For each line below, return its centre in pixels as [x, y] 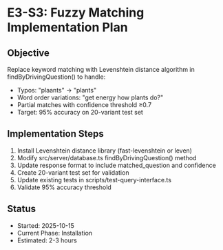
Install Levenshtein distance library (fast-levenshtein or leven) [105, 151]
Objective [29, 53]
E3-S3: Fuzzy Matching [76, 13]
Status [22, 209]
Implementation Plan [68, 27]
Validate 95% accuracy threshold [64, 187]
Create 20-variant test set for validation [73, 172]
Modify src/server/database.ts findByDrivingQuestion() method [107, 157]
